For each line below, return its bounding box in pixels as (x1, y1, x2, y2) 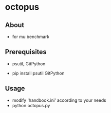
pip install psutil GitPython (12, 70, 65, 76)
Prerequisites (5, 48, 47, 56)
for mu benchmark (12, 34, 50, 39)
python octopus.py (12, 102, 50, 108)
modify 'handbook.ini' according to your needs (12, 97, 106, 103)
